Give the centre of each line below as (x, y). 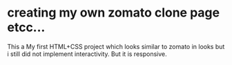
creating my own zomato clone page (113, 13)
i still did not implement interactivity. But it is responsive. (87, 54)
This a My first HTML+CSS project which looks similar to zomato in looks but (116, 46)
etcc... (26, 27)
